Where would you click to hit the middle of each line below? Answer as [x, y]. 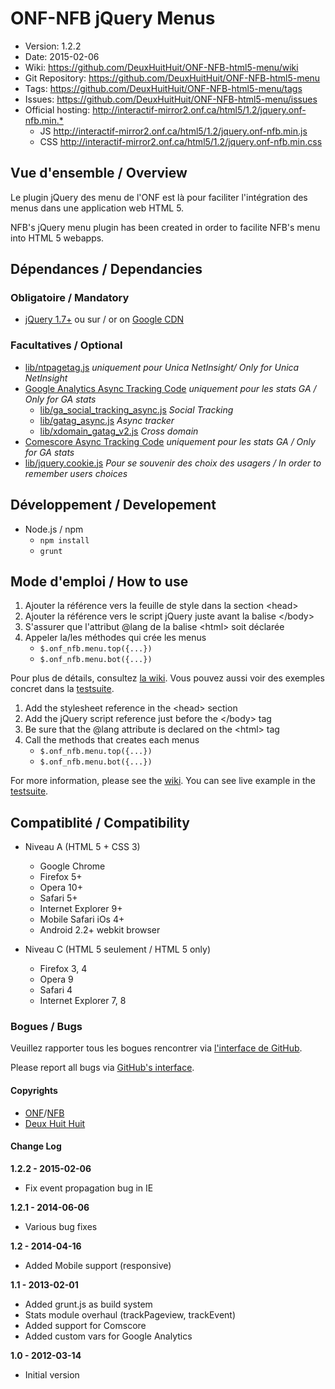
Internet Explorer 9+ [81, 909]
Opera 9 [56, 979]
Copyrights [34, 1091]
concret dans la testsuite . [62, 689]
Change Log [36, 1146]
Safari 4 [56, 990]
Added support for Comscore [85, 1325]
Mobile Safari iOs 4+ [82, 919]
